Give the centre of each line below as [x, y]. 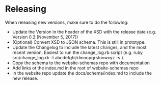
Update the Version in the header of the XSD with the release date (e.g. [84, 32]
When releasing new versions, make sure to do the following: [67, 22]
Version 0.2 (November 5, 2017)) [45, 37]
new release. [25, 78]
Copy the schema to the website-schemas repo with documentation [81, 63]
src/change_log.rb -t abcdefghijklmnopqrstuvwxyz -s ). [68, 57]
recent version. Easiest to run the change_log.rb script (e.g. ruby [78, 52]
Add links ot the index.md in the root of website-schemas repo [75, 68]
